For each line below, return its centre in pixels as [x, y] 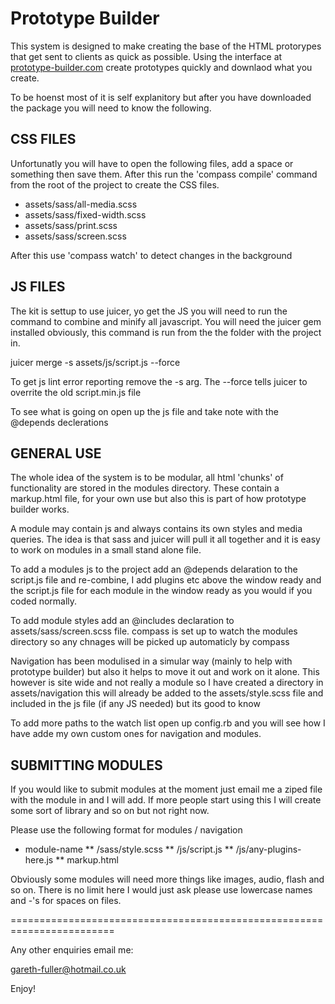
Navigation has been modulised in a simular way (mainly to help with [151, 661]
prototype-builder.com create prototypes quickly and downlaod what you [161, 67]
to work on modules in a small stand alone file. [106, 550]
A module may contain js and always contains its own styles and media [156, 529]
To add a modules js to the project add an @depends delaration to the [154, 569]
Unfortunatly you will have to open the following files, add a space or [152, 163]
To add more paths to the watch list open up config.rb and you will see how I [168, 723]
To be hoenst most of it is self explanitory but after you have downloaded [161, 97]
